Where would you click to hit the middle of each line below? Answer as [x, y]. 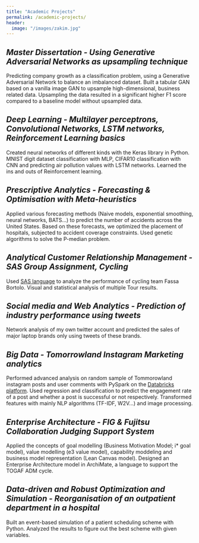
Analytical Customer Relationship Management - [99, 258]
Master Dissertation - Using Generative [81, 52]
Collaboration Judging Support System [80, 431]
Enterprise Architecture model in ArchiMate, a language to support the [92, 464]
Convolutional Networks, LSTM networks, [86, 129]
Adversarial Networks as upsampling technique [97, 61]
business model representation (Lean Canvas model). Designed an [88, 458]
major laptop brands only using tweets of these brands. [74, 336]
